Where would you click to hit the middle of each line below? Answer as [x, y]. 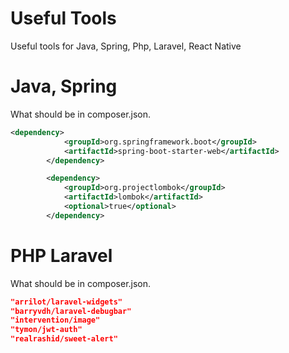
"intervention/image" [55, 320]
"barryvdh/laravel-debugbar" [71, 311]
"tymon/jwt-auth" [46, 330]
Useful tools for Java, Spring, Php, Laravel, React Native [126, 46]
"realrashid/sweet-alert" [64, 339]
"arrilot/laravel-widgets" [66, 302]
